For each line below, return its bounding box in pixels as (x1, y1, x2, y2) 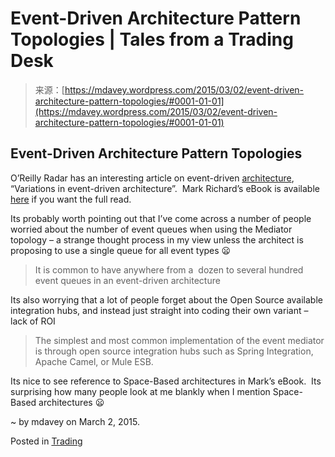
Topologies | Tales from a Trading (10, 28, 294, 51)
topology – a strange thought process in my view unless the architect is (10, 233, 304, 246)
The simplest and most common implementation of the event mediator (34, 334, 325, 346)
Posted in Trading (10, 435, 83, 447)
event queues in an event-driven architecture (34, 274, 221, 286)
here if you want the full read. (10, 193, 132, 205)
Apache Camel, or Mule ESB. (34, 355, 154, 367)
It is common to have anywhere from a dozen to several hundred (34, 263, 304, 276)
